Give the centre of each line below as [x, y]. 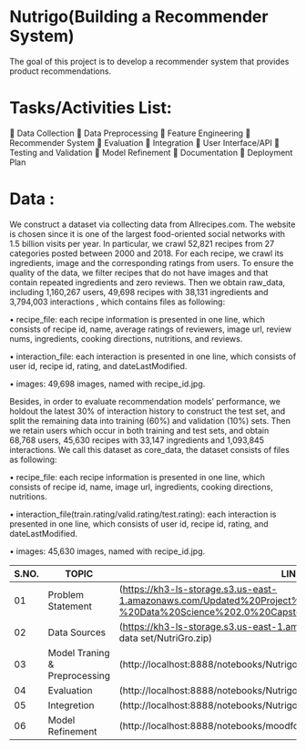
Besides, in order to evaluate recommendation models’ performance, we [145, 401]
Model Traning [79, 652]
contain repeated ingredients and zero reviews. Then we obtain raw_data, [148, 282]
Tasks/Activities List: [91, 108]
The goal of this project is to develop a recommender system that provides [149, 61]
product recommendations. [61, 71]
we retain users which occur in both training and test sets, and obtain [139, 430]
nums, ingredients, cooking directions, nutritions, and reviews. [126, 338]
